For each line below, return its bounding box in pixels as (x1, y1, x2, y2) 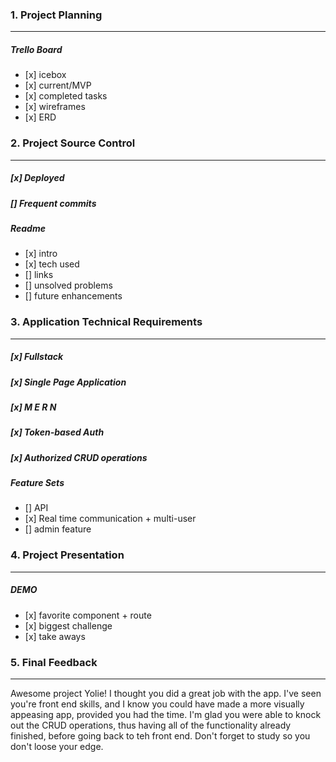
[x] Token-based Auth (10, 426, 105, 438)
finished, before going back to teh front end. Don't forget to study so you (10, 729, 311, 742)
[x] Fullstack (10, 351, 64, 363)
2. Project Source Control (10, 136, 136, 150)
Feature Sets (10, 477, 65, 489)
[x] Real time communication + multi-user (24, 513, 197, 525)
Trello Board (10, 43, 63, 55)
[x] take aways (24, 630, 86, 642)
